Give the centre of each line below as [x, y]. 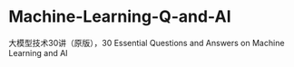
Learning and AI [39, 53]
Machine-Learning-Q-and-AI [120, 17]
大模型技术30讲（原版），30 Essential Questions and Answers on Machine [147, 43]
